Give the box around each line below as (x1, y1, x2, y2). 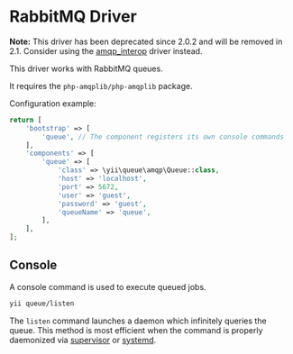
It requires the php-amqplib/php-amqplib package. (9, 80, 193, 91)
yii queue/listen (9, 299, 75, 308)
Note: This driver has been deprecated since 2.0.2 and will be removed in (9, 36, 283, 47)
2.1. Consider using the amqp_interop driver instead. (9, 45, 203, 56)
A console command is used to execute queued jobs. (9, 281, 206, 292)
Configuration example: (9, 97, 96, 109)
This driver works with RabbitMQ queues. (9, 63, 164, 74)
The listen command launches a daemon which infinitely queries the (9, 315, 268, 326)
